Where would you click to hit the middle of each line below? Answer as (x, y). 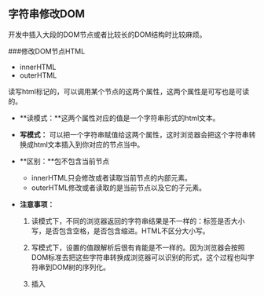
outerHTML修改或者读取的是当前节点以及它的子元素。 (119, 188)
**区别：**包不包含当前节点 (64, 161)
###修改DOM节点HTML (47, 51)
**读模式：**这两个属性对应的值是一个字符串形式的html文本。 (119, 118)
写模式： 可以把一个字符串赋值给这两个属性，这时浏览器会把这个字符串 (134, 134)
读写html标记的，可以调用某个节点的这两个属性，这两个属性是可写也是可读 (129, 91)
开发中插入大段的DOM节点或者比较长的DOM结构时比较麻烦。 (107, 35)
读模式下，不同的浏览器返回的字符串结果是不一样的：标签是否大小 (138, 221)
